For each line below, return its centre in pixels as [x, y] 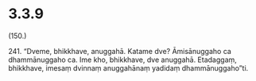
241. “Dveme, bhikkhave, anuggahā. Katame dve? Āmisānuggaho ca [120, 51]
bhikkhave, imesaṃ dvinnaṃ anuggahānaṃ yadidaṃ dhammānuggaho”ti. [128, 67]
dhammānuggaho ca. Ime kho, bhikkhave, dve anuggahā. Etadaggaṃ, [122, 60]
